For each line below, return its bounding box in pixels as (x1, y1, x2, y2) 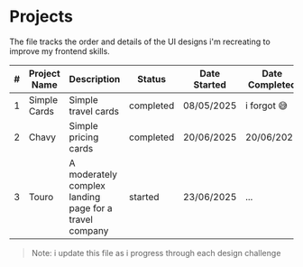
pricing (69, 131, 99, 143)
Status (137, 72, 167, 85)
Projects (9, 6, 74, 27)
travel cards (69, 105, 120, 117)
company (69, 224, 109, 236)
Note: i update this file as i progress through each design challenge (31, 247, 281, 258)
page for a (69, 201, 113, 214)
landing (69, 190, 101, 203)
